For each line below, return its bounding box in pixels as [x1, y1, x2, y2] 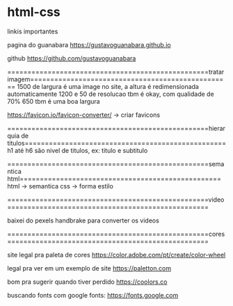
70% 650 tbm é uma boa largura [7, 97, 100, 105]
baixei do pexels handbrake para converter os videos [7, 216, 160, 225]
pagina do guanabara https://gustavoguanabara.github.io [7, 40, 172, 49]
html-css [7, 4, 61, 20]
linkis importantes [7, 27, 58, 35]
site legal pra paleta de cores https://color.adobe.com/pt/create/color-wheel [7, 250, 226, 259]
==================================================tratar [7, 67, 225, 76]
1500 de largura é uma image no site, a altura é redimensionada [17, 82, 200, 90]
